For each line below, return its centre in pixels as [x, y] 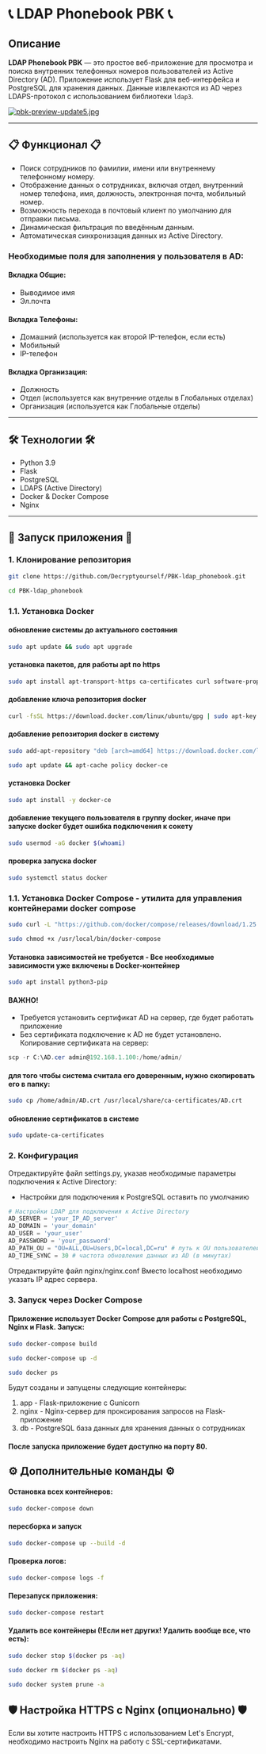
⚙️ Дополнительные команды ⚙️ [92, 1471]
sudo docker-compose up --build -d [67, 1543]
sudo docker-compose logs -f [56, 1578]
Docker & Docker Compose [64, 497]
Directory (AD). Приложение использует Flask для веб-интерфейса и [124, 79]
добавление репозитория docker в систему [84, 734]
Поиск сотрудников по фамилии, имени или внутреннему [118, 168]
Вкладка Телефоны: [43, 319]
